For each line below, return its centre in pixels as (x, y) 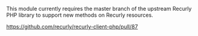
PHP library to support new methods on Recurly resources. (80, 15)
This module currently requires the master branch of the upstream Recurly (99, 9)
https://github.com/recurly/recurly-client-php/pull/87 (72, 27)
